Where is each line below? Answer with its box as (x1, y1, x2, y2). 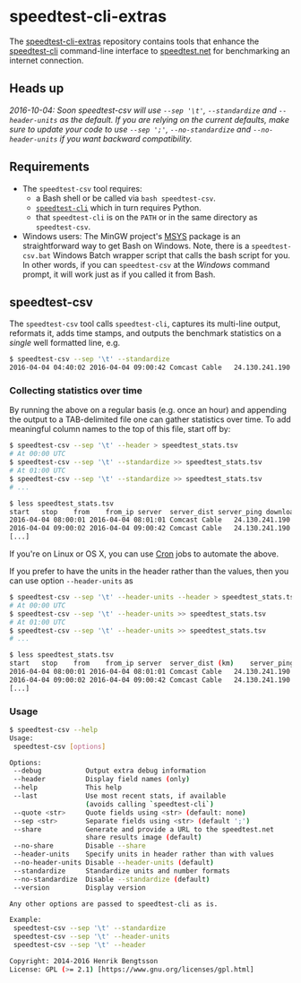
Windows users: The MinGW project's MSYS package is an (21, 230, 241, 241)
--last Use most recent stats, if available (13, 791, 227, 801)
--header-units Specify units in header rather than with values (13, 849, 275, 859)
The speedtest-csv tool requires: (21, 183, 142, 194)
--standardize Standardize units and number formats (13, 867, 230, 875)
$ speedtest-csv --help (9, 725, 99, 734)
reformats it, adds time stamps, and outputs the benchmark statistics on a (9, 328, 282, 339)
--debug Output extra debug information (13, 766, 206, 776)
